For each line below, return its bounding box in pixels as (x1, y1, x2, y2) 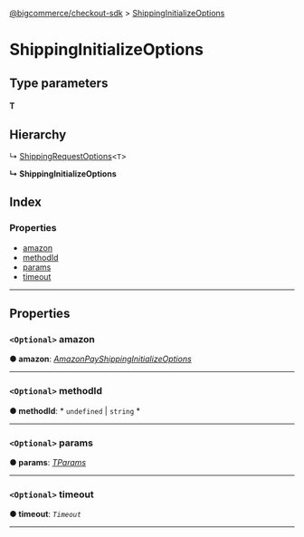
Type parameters (9, 75, 109, 91)
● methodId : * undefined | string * (9, 405, 141, 416)
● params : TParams (9, 456, 87, 467)
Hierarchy (9, 127, 67, 142)
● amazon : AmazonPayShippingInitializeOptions (9, 353, 192, 365)
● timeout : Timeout (9, 509, 81, 520)
